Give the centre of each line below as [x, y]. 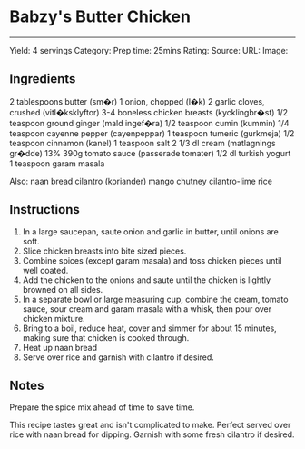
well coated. [45, 270]
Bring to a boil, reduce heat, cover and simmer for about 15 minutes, [149, 328]
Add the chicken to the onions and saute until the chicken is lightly [146, 280]
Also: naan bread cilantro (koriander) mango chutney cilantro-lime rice [141, 181]
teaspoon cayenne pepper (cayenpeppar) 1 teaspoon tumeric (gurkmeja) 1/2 [152, 133]
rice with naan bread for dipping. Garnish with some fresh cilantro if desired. [152, 434]
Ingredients [43, 79]
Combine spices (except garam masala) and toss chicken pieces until [152, 260]
